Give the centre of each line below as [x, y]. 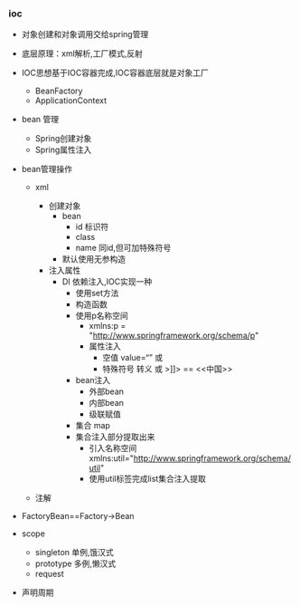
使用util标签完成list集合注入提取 [148, 479]
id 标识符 [92, 227]
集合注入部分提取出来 [115, 437]
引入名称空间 [113, 448]
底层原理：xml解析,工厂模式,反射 [82, 53]
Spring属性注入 [63, 150]
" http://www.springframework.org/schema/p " [174, 336]
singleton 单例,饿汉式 [74, 553]
